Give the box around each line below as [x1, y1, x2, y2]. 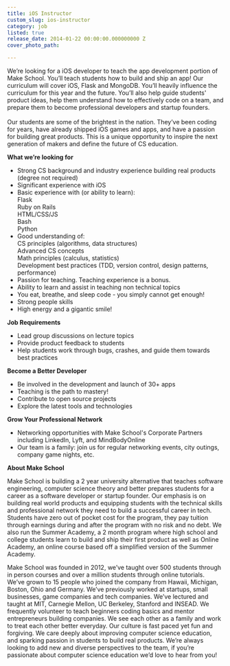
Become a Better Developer [7, 367, 87, 375]
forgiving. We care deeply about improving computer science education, [7, 629, 212, 637]
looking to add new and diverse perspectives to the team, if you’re [7, 643, 194, 652]
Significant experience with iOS [16, 181, 106, 189]
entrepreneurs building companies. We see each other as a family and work [7, 615, 222, 622]
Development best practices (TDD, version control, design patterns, [16, 262, 209, 269]
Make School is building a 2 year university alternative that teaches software [7, 477, 223, 485]
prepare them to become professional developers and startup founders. [7, 104, 210, 111]
